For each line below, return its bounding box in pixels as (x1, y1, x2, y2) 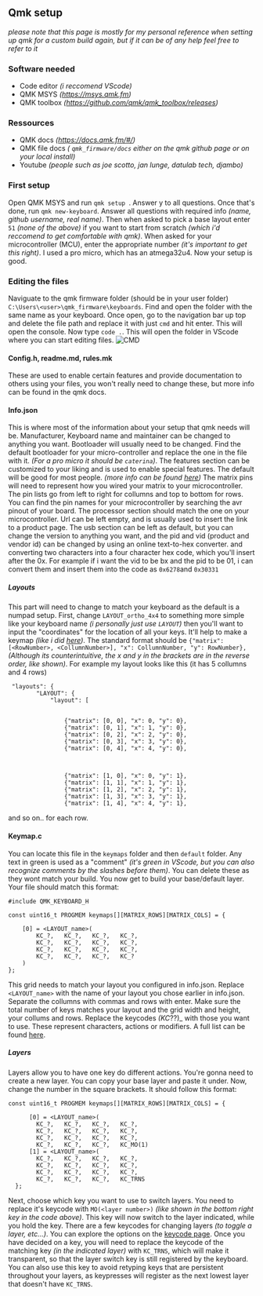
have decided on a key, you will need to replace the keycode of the (8, 1237, 225, 1247)
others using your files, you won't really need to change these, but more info (8, 379, 254, 389)
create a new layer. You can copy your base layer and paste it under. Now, (8, 1075, 247, 1086)
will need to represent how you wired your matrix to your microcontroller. (8, 481, 243, 491)
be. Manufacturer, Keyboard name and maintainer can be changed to (8, 431, 231, 440)
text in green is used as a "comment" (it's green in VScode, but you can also (8, 857, 255, 867)
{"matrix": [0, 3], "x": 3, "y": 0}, (63, 738, 188, 746)
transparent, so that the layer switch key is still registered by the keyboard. (8, 1254, 249, 1263)
